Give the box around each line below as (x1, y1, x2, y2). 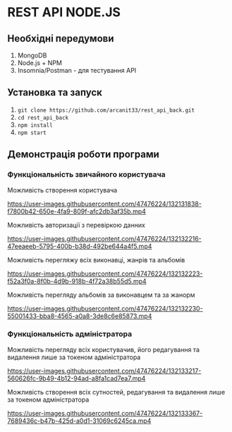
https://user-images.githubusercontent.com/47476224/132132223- (7, 269, 203, 278)
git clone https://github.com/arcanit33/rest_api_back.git (17, 107, 195, 114)
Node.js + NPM (17, 59, 62, 67)
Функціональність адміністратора (7, 329, 133, 339)
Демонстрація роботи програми (7, 148, 160, 160)
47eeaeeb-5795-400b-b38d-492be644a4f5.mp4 (7, 242, 152, 250)
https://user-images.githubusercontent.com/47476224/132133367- (7, 409, 203, 417)
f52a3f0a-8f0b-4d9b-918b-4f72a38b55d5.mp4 (7, 276, 147, 285)
